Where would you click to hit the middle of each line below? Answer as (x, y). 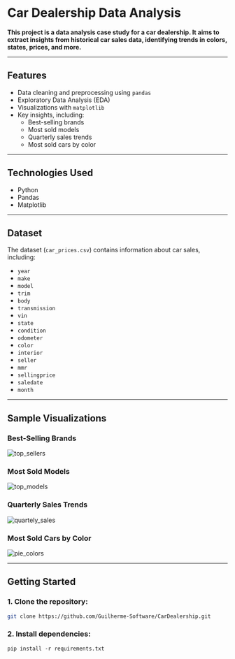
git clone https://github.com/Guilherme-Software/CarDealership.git (109, 616)
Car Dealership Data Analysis (94, 13)
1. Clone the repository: (48, 602)
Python (28, 189)
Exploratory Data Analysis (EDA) (64, 100)
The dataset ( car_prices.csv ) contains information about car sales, (104, 250)
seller (27, 361)
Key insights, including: (51, 115)
